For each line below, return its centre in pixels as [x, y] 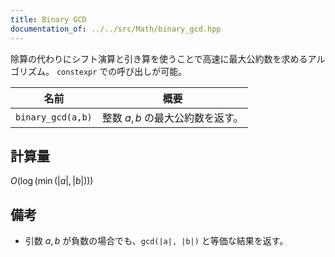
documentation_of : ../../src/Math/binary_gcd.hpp [116, 29]
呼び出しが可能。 [152, 71]
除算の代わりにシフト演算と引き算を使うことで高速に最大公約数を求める [159, 58]
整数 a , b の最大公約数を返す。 [172, 118]
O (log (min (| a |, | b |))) [52, 181]
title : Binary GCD [48, 19]
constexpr [77, 72]
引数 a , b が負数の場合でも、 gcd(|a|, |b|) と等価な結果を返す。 [156, 241]
